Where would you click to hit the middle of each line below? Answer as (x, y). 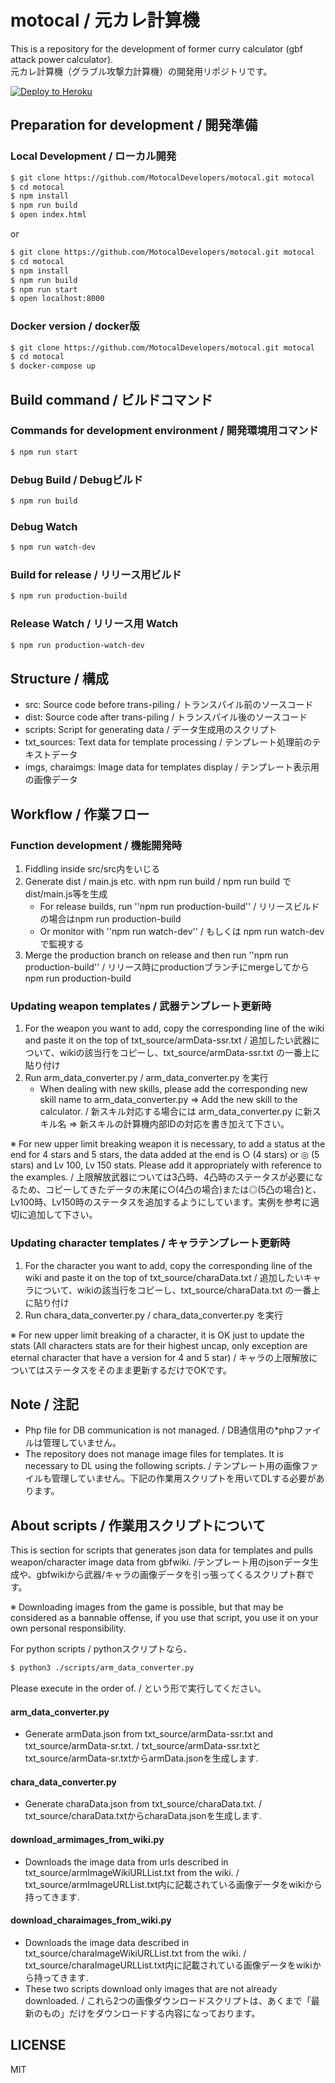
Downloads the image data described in (107, 1942)
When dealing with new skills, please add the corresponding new (173, 1089)
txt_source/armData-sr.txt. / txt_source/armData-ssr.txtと (143, 1746)
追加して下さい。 (62, 1215)
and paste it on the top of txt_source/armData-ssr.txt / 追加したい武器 (168, 1040)
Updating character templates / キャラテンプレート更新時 (150, 1243)
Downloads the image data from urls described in (126, 1862)
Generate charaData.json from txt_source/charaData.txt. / (143, 1804)
